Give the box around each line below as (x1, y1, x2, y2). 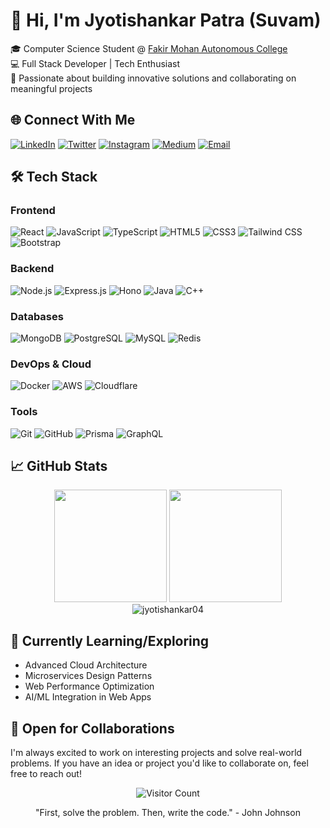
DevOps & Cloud (10, 357, 92, 371)
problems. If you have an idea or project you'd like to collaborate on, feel (10, 757, 309, 769)
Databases (10, 309, 64, 323)
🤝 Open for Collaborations (10, 720, 175, 737)
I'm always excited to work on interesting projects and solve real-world (10, 747, 303, 759)
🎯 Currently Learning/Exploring (10, 632, 210, 649)
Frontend (10, 204, 56, 218)
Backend (10, 262, 55, 276)
